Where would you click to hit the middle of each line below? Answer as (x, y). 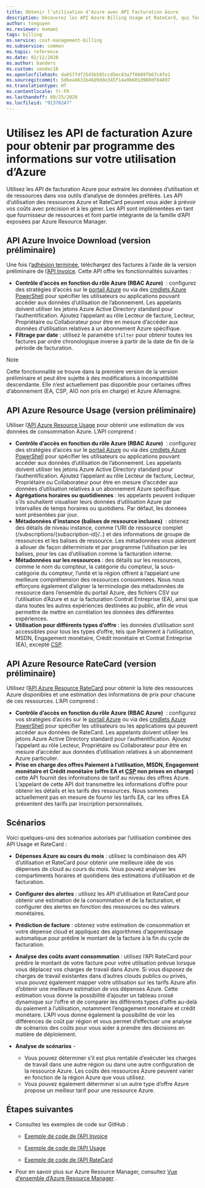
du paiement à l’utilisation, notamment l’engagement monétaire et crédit (105, 1008)
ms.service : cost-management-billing (54, 40)
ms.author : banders (31, 63)
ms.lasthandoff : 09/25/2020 (42, 97)
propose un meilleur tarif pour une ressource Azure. (90, 1090)
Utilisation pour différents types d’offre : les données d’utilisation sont (104, 625)
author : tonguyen (28, 23)
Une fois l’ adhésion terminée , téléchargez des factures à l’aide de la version (101, 265)
